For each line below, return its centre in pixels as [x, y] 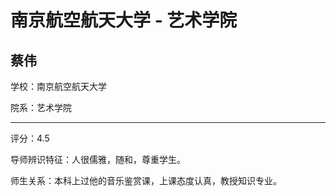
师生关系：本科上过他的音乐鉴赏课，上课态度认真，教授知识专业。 [146, 180]
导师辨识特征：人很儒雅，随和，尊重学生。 [98, 159]
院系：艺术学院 [41, 107]
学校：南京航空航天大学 [58, 86]
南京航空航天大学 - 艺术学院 [124, 20]
